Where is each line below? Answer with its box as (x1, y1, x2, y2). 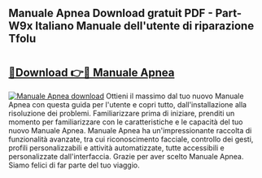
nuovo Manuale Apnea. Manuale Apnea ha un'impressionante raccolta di (8, 126, 252, 135)
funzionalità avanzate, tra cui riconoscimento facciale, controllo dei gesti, (8, 134, 254, 144)
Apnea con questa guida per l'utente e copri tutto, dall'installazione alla (8, 100, 247, 109)
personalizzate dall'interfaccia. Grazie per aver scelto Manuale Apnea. (8, 152, 244, 161)
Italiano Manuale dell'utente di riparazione (35, 20, 255, 33)
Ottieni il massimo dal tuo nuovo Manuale (105, 91, 244, 101)
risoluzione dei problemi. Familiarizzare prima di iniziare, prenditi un (8, 109, 235, 118)
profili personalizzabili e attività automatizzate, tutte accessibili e (8, 143, 225, 153)
